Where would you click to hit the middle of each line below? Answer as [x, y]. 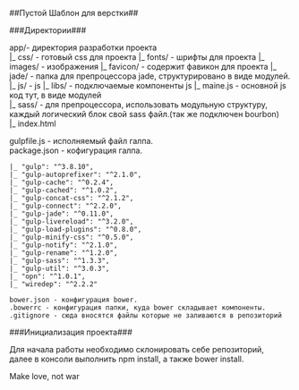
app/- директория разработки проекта [83, 47]
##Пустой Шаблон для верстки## [74, 13]
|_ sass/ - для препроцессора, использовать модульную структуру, [139, 105]
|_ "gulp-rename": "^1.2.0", [64, 253]
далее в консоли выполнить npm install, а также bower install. [127, 359]
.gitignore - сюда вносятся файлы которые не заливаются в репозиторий [145, 316]
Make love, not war [44, 376]
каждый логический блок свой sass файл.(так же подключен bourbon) [145, 114]
